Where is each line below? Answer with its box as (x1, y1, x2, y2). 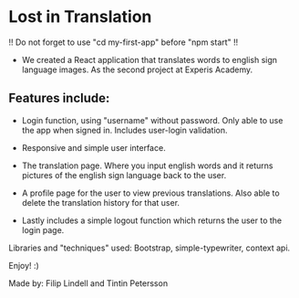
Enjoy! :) (8, 260, 40, 271)
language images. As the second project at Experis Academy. (21, 64, 253, 75)
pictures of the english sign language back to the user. (21, 169, 227, 180)
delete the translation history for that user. (21, 197, 180, 208)
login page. (21, 224, 65, 235)
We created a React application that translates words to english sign (21, 54, 278, 65)
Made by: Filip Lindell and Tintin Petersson (8, 277, 169, 289)
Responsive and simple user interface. (21, 142, 166, 153)
